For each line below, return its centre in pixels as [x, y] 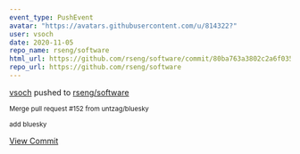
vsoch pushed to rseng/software [69, 92]
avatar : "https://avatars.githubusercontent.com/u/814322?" [124, 26]
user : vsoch [31, 34]
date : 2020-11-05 [42, 42]
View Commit [34, 141]
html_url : [28, 59]
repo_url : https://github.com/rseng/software [95, 68]
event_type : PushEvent [51, 17]
